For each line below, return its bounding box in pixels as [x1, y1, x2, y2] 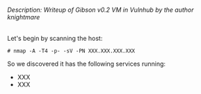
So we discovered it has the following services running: [7, 59, 166, 68]
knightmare [7, 12, 40, 21]
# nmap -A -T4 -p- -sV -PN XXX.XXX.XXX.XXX [7, 48, 136, 55]
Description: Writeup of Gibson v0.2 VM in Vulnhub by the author [7, 6, 194, 14]
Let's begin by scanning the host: [7, 35, 103, 43]
